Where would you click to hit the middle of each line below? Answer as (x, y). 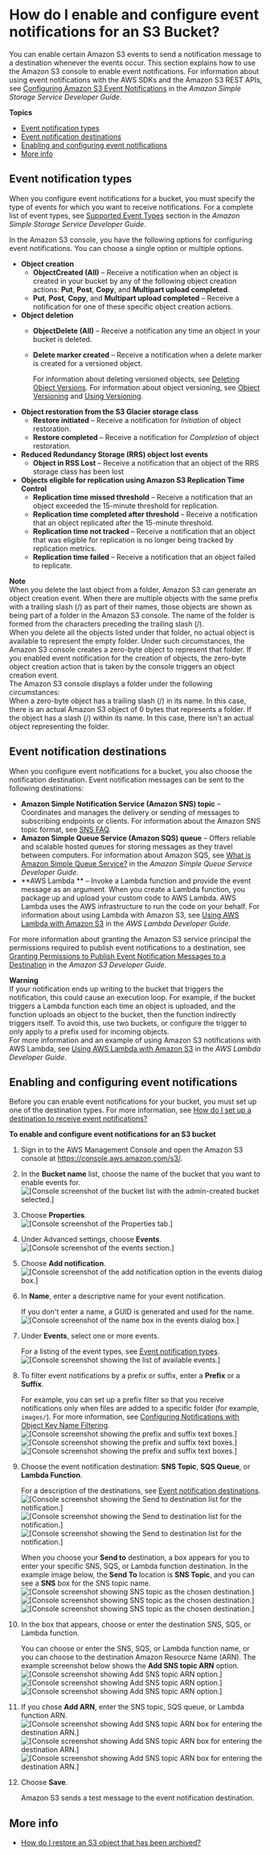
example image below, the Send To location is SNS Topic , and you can (138, 1575)
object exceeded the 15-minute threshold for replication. (126, 505)
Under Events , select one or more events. (90, 1336)
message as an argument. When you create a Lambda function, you (133, 889)
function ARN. (44, 1716)
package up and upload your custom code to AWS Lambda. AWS (128, 898)
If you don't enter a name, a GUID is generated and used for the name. (137, 1312)
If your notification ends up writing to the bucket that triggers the (117, 989)
